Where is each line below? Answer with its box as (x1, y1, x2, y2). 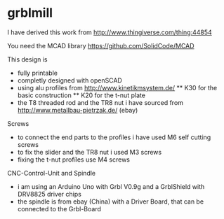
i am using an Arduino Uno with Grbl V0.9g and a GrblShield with (17, 182, 205, 190)
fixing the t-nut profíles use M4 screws (17, 155, 131, 164)
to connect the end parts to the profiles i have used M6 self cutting (17, 133, 211, 141)
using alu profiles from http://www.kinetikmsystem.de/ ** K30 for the (17, 83, 218, 92)
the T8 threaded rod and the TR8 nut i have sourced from (17, 98, 184, 106)
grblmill (7, 5, 53, 21)
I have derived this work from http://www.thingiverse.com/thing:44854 (7, 28, 212, 36)
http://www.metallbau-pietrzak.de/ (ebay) (17, 106, 138, 114)
